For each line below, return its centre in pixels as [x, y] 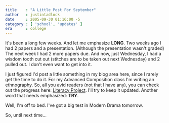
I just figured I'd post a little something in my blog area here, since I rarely [82, 74]
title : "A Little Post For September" [51, 10]
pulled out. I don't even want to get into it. [49, 65]
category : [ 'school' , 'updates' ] [44, 24]
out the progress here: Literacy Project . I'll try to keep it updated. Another [81, 90]
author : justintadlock [32, 15]
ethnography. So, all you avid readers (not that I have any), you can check [82, 85]
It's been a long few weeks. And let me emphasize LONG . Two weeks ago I [83, 43]
